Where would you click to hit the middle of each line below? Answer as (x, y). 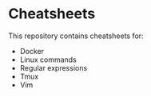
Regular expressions (54, 67)
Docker (32, 51)
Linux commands (48, 60)
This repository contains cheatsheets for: (76, 36)
